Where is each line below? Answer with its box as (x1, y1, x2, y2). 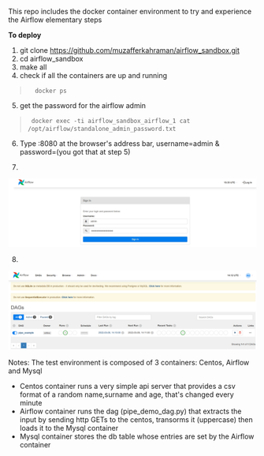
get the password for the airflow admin (19, 101, 147, 110)
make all (19, 62, 47, 72)
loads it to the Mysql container (19, 424, 119, 433)
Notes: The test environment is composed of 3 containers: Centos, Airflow (8, 358, 250, 368)
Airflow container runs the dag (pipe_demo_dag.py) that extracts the (19, 406, 242, 417)
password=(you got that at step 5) (19, 148, 131, 156)
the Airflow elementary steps (8, 15, 102, 24)
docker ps (35, 87, 67, 95)
